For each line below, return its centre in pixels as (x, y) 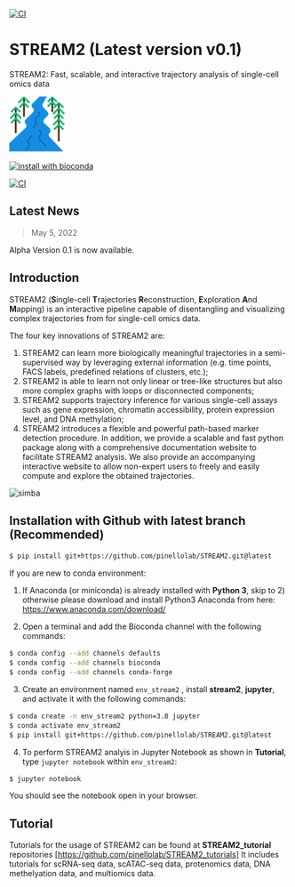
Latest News (44, 211)
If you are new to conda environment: (78, 573)
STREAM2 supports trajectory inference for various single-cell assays (150, 399)
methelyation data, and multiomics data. (83, 874)
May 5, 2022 (54, 232)
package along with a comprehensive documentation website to (140, 447)
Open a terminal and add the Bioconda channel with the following (142, 626)
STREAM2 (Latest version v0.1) (126, 50)
